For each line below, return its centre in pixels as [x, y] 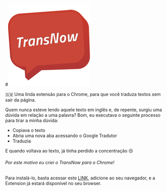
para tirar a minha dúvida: [32, 121]
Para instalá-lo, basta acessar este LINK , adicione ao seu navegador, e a [80, 178]
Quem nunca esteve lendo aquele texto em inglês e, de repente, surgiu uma [84, 110]
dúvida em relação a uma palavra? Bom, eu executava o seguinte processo [83, 115]
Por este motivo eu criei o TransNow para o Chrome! [60, 162]
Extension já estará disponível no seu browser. [53, 183]
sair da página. [21, 100]
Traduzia [22, 141]
